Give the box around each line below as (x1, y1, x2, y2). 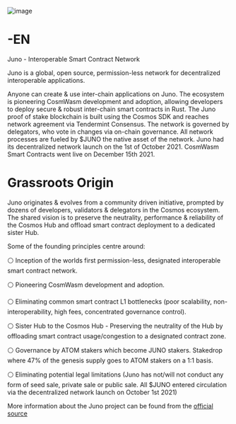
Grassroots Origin (7, 175, 114, 191)
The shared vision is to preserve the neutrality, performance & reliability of (7, 213, 224, 222)
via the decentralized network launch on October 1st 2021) (7, 388, 178, 396)
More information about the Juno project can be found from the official (7, 401, 213, 410)
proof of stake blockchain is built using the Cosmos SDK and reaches (7, 112, 209, 120)
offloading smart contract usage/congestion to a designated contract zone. (7, 331, 227, 340)
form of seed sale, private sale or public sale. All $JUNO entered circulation (7, 380, 228, 389)
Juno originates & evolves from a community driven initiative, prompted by (7, 198, 224, 207)
